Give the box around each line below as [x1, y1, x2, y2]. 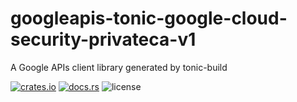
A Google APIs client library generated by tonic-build [10, 61, 228, 73]
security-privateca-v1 [10, 28, 197, 51]
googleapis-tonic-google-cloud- [10, 7, 288, 30]
